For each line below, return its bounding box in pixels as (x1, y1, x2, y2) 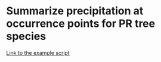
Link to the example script (6, 49, 70, 56)
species (6, 30, 47, 43)
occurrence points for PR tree (6, 17, 156, 30)
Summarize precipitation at (6, 4, 144, 18)
